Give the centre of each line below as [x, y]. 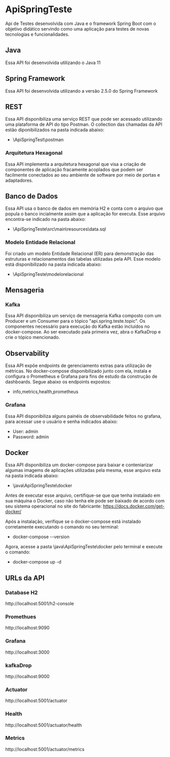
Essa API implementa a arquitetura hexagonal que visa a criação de [76, 164]
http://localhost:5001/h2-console [40, 604]
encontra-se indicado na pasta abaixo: [46, 219]
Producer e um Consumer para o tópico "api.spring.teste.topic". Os [75, 321]
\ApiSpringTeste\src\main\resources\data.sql [59, 229]
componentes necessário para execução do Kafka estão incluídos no [78, 326]
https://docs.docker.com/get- [134, 506]
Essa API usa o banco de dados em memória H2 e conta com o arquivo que [84, 208]
